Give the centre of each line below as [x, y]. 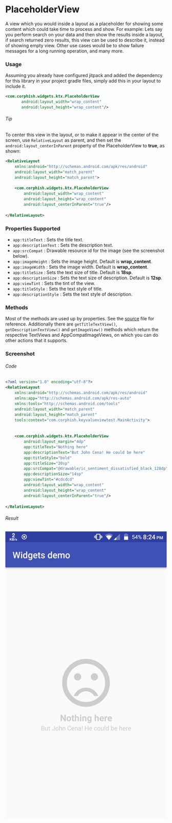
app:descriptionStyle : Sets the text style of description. [72, 294]
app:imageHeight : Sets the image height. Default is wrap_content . [82, 261]
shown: [13, 151]
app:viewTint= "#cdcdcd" [49, 480]
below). [21, 256]
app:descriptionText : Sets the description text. [63, 245]
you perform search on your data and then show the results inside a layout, [84, 34]
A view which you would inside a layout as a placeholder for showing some [84, 24]
